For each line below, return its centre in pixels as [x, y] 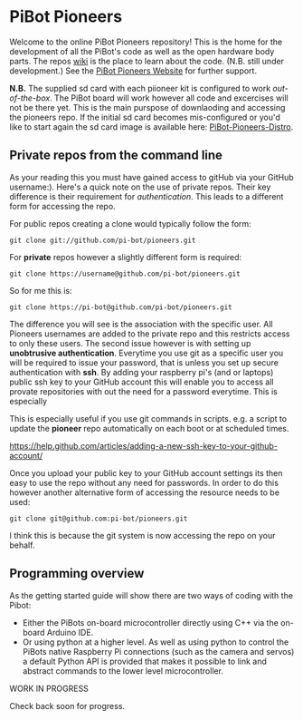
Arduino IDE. [70, 632]
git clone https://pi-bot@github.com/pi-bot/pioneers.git [121, 307]
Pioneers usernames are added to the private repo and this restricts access [150, 334]
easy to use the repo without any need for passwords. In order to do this [144, 482]
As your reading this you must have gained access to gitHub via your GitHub [151, 177]
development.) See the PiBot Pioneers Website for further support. [133, 71]
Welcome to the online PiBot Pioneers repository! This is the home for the [146, 42]
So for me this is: [41, 290]
